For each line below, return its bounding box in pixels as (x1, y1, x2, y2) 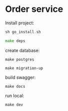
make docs (5, 84, 26, 89)
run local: (5, 93, 24, 99)
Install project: (5, 20, 34, 26)
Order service (5, 3, 64, 15)
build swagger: (5, 74, 36, 80)
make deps (5, 38, 26, 43)
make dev (5, 102, 23, 107)
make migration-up (5, 65, 43, 70)
